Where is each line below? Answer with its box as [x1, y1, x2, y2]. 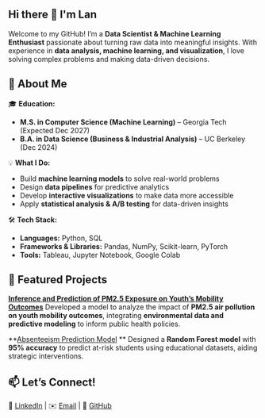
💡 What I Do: [8, 158, 51, 167]
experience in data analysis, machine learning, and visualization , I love [8, 45, 244, 56]
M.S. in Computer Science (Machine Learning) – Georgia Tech [19, 117, 228, 127]
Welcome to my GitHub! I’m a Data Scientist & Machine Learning [8, 29, 221, 38]
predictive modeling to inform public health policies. [8, 319, 181, 329]
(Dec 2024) [19, 142, 58, 151]
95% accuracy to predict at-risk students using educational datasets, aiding [8, 343, 258, 353]
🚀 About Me [8, 77, 67, 91]
